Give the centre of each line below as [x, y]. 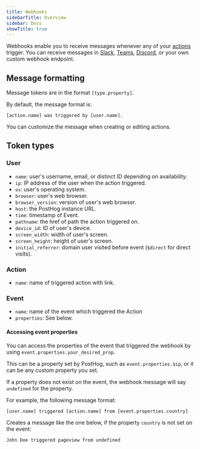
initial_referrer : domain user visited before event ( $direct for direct [103, 247]
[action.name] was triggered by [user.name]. [65, 116]
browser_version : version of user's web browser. [75, 202]
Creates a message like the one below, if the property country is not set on [99, 422]
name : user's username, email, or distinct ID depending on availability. [101, 176]
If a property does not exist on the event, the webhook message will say [96, 382]
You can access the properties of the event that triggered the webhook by [98, 345]
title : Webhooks [27, 12]
